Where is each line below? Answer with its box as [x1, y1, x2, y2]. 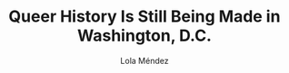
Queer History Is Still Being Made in [8, 6, 281, 27]
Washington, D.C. [76, 25, 213, 46]
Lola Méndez [120, 55, 169, 66]
